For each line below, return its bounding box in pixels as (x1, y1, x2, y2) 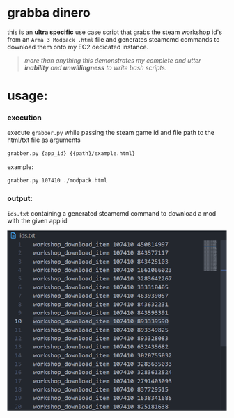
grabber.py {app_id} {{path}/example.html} (7, 150, 136, 157)
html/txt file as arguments (7, 136, 81, 144)
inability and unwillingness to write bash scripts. (24, 63, 167, 72)
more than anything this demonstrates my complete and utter (24, 56, 201, 64)
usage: (7, 88, 49, 104)
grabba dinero (7, 5, 91, 21)
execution (7, 113, 42, 122)
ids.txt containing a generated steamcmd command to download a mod (7, 209, 217, 218)
